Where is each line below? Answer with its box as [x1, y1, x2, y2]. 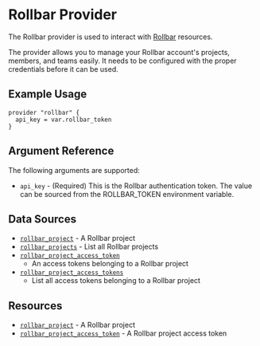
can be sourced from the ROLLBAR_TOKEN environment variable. [19, 189, 235, 199]
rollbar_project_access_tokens [19, 269, 124, 277]
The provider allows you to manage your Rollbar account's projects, [8, 47, 231, 57]
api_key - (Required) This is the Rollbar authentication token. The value [19, 181, 253, 191]
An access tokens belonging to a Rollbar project [31, 259, 189, 269]
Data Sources [8, 212, 77, 226]
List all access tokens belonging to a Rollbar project [31, 276, 201, 285]
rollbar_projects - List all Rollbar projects [19, 242, 159, 252]
